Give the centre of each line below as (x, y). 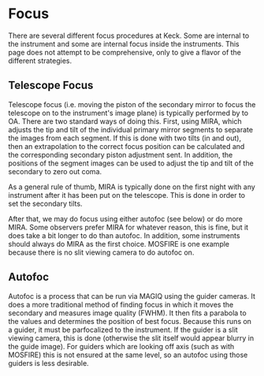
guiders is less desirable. (48, 363)
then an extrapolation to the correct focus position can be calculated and (126, 146)
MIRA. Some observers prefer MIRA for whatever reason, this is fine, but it (128, 227)
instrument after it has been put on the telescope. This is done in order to (127, 195)
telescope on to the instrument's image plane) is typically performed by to (128, 113)
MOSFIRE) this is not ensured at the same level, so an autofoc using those (128, 355)
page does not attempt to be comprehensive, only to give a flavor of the (125, 52)
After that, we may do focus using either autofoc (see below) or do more (125, 218)
